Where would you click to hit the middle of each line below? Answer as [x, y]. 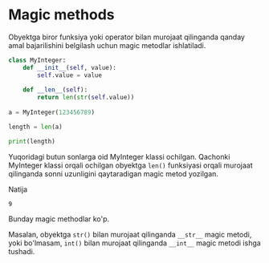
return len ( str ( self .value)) [86, 98]
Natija [18, 189]
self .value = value [70, 75]
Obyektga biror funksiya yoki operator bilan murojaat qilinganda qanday [126, 37]
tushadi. [22, 251]
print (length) [32, 141]
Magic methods [61, 15]
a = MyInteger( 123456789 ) [51, 113]
